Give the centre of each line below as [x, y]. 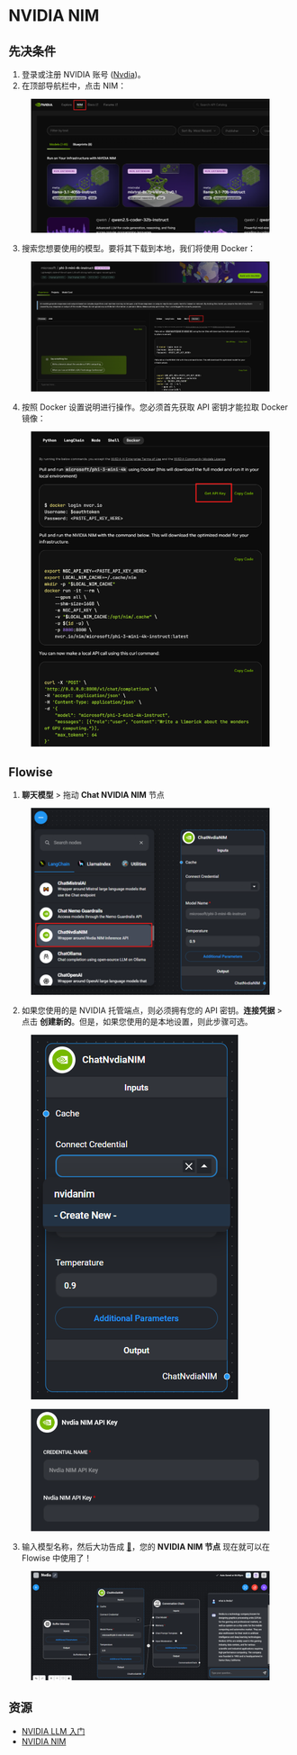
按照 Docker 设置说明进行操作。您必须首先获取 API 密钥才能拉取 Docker [155, 407]
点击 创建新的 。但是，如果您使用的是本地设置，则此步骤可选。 [137, 1022]
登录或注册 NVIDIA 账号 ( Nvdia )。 [83, 74]
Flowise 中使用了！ [56, 1558]
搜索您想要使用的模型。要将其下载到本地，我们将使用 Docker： [139, 249]
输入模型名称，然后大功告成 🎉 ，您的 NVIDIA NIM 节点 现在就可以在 [146, 1546]
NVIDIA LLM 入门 [53, 1731]
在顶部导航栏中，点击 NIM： [74, 86]
